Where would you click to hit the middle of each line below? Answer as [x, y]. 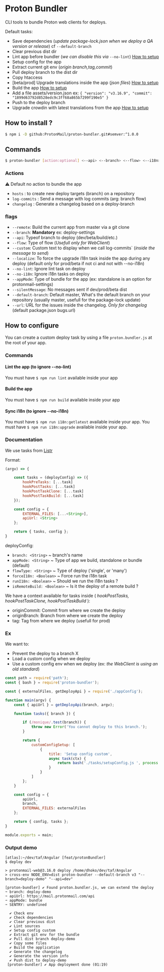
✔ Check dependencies [31, 918]
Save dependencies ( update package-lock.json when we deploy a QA [82, 41]
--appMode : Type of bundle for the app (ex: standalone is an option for [82, 279]
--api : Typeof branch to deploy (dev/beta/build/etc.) [65, 237]
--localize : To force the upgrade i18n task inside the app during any [81, 258]
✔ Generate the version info [39, 956]
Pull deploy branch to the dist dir [45, 72]
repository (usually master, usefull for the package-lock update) [76, 300]
